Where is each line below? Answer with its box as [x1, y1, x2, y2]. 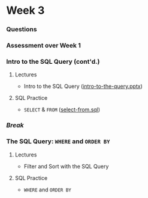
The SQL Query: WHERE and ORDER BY [6, 137, 110, 146]
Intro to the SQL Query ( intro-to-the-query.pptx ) [23, 82, 143, 90]
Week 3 [6, 4, 45, 17]
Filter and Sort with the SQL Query [23, 162, 109, 170]
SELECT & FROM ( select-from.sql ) [23, 106, 101, 113]
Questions [6, 25, 37, 34]
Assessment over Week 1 [6, 42, 81, 50]
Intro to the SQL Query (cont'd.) [6, 57, 100, 66]
